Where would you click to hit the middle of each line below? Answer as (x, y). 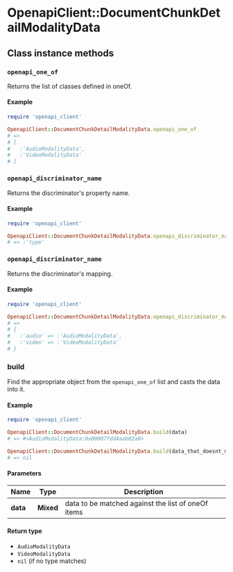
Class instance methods (61, 53)
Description (144, 492)
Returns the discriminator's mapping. (60, 274)
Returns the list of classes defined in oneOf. (70, 86)
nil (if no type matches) (52, 561)
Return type (25, 531)
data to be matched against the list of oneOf (136, 503)
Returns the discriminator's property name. (69, 193)
